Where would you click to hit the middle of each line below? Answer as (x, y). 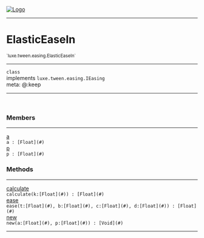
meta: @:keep (24, 84)
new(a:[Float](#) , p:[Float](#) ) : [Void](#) (65, 223)
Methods (20, 169)
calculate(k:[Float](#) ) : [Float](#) (55, 194)
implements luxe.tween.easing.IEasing (56, 78)
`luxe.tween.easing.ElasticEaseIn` (41, 56)
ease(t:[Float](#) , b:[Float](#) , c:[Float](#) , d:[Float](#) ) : (90, 206)
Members (21, 117)
